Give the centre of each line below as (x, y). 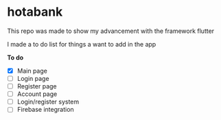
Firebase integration (45, 110)
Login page (33, 79)
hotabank (35, 12)
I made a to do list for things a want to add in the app (82, 44)
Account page (37, 94)
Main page (32, 71)
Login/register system (48, 102)
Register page (37, 86)
